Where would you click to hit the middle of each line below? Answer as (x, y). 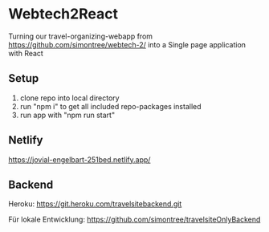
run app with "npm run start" (67, 115)
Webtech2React (63, 14)
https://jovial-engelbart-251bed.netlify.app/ (79, 159)
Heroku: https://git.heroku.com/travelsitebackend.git (95, 204)
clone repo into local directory (69, 98)
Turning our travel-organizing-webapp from (81, 36)
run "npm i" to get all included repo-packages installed (111, 106)
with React (26, 53)
